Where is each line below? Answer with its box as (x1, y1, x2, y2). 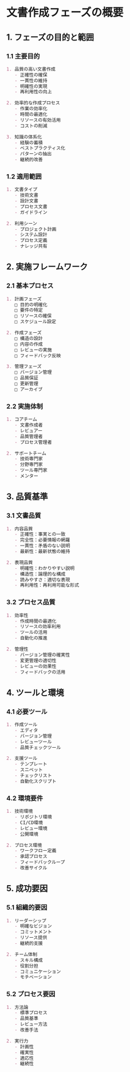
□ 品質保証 (14, 375, 38, 381)
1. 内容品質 (6, 525, 34, 532)
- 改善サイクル (14, 865, 48, 871)
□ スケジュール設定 (14, 319, 57, 325)
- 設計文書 (14, 198, 38, 204)
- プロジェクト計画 (14, 226, 57, 232)
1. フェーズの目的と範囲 (6, 32, 95, 42)
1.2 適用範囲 (6, 172, 42, 181)
